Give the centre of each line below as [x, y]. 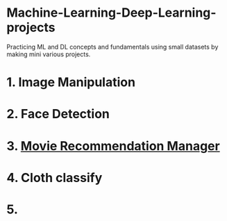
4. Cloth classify [54, 178]
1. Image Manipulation [71, 82]
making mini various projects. [49, 54]
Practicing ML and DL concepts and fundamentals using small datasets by [112, 47]
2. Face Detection [58, 114]
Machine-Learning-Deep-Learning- [111, 13]
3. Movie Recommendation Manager [113, 146]
